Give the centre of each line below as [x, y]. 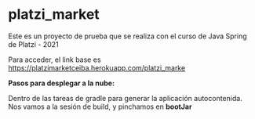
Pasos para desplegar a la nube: [62, 83]
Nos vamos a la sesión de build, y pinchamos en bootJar [100, 106]
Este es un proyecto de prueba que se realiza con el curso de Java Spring [127, 36]
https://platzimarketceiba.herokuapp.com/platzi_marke [97, 67]
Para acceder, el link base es [55, 59]
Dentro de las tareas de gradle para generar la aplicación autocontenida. [126, 98]
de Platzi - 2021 [33, 44]
